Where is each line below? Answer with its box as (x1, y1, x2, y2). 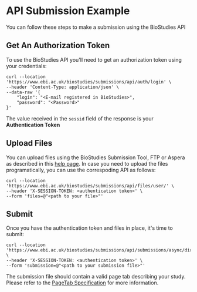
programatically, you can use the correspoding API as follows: (6, 166, 156, 173)
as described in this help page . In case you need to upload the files (6, 160, 168, 167)
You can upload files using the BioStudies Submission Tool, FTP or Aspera (6, 154, 185, 161)
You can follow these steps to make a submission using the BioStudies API (6, 24, 186, 31)
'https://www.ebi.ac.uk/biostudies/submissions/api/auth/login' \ (6, 79, 172, 85)
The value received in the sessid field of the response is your (6, 115, 154, 122)
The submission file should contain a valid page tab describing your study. (6, 273, 186, 280)
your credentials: (6, 62, 47, 69)
